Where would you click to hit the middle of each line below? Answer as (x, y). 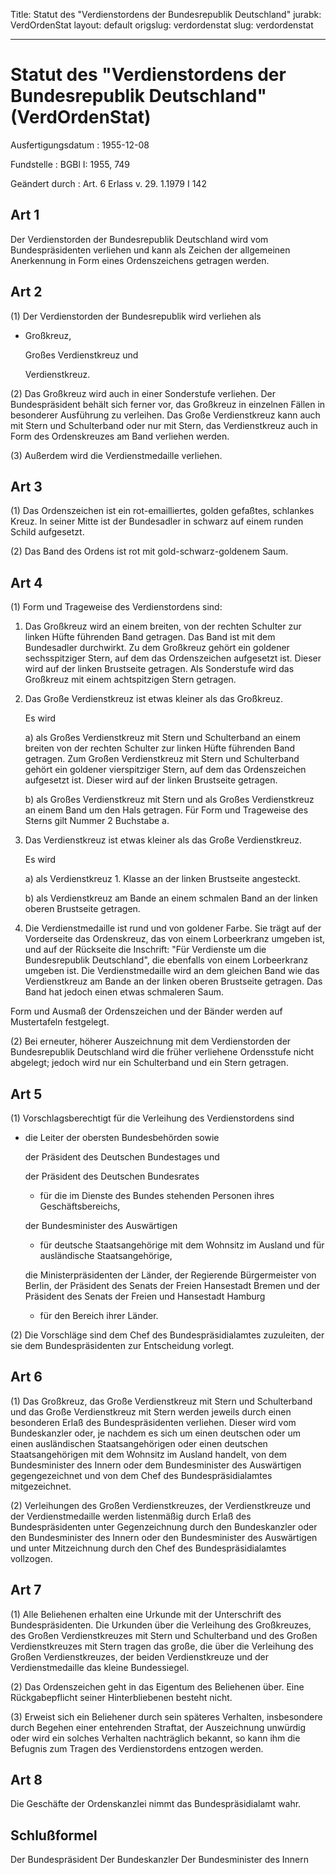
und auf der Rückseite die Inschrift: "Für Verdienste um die (145, 950)
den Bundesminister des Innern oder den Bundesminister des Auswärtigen (164, 1537)
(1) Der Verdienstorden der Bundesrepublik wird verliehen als (136, 316)
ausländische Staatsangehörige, (106, 1255)
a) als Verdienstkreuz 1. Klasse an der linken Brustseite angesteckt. (162, 879)
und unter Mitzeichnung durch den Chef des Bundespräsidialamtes (148, 1548)
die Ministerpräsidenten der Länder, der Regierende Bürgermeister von (170, 1275)
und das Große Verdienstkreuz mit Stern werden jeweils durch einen (151, 1411)
